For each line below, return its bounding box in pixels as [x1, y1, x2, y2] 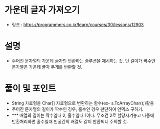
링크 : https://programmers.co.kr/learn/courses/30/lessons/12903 [11, 22, 144, 27]
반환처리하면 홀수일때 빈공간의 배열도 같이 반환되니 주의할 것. [11, 118, 128, 124]
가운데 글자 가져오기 [4, 4, 80, 16]
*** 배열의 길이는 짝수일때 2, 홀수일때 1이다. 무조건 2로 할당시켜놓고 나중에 [11, 112, 155, 118]
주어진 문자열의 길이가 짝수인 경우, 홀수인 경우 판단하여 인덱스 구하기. [11, 106, 144, 112]
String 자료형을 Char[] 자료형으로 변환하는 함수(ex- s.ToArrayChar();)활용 [11, 100, 155, 106]
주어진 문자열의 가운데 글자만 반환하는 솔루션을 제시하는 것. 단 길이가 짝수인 [11, 57, 156, 64]
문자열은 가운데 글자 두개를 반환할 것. [11, 64, 83, 70]
